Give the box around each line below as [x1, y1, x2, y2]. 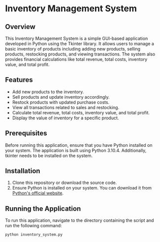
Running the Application [5, 204, 81, 213]
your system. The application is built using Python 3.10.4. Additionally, [5, 147, 147, 153]
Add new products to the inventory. [12, 89, 84, 95]
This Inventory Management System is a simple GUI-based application [5, 35, 148, 41]
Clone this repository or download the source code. [12, 180, 117, 186]
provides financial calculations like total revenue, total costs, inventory [5, 56, 148, 62]
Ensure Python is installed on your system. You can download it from [12, 185, 152, 191]
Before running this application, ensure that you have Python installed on [5, 142, 153, 148]
